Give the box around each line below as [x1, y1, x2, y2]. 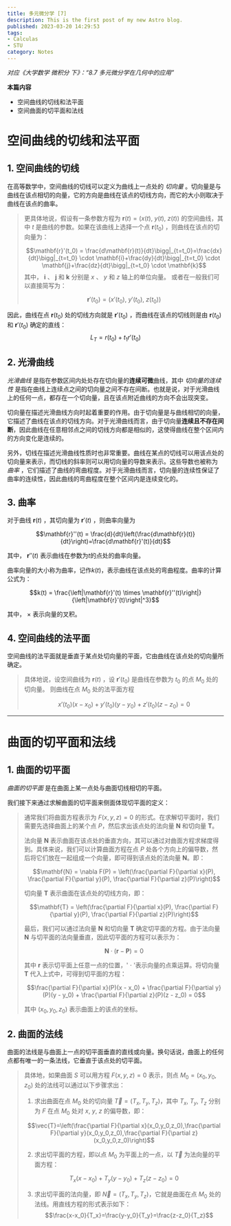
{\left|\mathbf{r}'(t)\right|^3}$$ [71, 596, 159, 604]
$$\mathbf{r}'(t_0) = [25, 246, 84, 255]
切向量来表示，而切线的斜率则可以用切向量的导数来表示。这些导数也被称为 [7, 457, 218, 466]
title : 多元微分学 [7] [7, 10, 67, 17]
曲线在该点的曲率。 [7, 199, 62, 208]
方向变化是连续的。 [12, 434, 67, 442]
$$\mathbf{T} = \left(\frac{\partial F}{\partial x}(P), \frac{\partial [30, 902, 211, 911]
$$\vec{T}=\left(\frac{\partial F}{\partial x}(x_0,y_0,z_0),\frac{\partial [27, 1122, 221, 1130]
